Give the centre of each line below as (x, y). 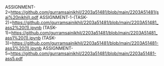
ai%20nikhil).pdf (22, 17)
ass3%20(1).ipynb (23, 48)
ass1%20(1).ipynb (23, 38)
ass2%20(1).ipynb (23, 28)
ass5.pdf (14, 58)
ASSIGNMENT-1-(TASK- (64, 17)
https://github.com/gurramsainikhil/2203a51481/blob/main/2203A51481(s (85, 12)
